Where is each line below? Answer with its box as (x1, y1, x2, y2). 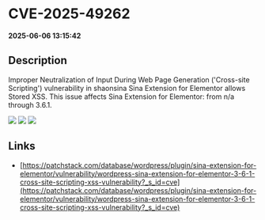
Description (8, 54, 67, 67)
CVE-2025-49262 (8, 5, 131, 23)
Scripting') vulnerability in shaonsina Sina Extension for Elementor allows (8, 83, 246, 93)
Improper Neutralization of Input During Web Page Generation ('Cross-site (8, 74, 251, 84)
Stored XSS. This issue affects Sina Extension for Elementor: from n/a (8, 92, 235, 101)
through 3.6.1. (8, 100, 53, 109)
